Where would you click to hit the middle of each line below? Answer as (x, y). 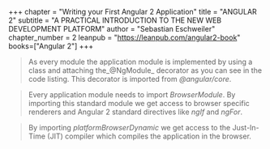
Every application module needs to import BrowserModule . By (132, 95)
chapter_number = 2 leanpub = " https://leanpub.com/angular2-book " (124, 37)
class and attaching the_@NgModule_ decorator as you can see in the (145, 70)
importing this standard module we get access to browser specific (139, 103)
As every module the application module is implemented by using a (140, 62)
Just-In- (246, 128)
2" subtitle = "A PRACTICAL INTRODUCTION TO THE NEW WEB (115, 20)
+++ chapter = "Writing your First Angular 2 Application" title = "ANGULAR (133, 12)
